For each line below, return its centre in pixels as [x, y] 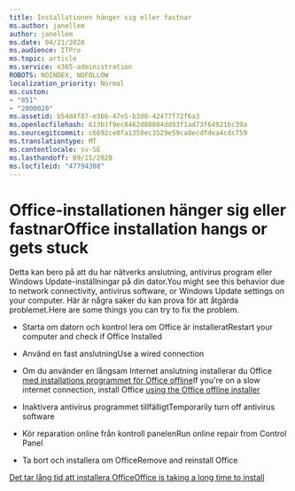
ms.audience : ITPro [45, 51]
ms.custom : [29, 91]
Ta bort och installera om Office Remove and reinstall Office [130, 460]
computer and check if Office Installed [92, 337]
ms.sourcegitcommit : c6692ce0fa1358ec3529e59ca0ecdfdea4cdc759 [128, 133]
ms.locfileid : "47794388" [57, 166]
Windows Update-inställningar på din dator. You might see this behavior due [147, 281]
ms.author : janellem [47, 26]
